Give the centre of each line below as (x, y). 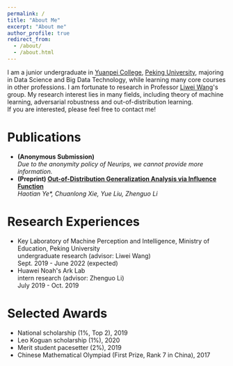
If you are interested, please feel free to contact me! (82, 109)
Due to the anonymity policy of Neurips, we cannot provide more (110, 164)
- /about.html (34, 53)
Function (30, 186)
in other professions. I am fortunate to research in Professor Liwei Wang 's (113, 87)
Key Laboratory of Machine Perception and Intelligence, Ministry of (113, 241)
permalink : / (26, 14)
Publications (44, 137)
